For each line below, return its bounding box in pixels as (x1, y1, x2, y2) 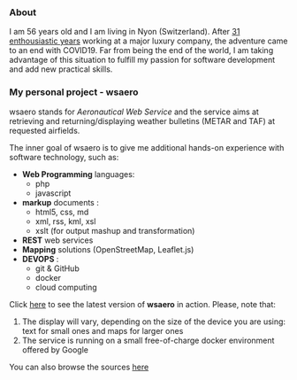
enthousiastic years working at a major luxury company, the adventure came (9, 35, 288, 46)
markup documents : (21, 197, 99, 207)
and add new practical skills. (9, 64, 113, 74)
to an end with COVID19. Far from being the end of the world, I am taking (9, 45, 274, 56)
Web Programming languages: (21, 168, 135, 179)
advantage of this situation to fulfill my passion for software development (9, 55, 276, 66)
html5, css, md (34, 206, 89, 217)
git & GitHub (34, 263, 80, 274)
